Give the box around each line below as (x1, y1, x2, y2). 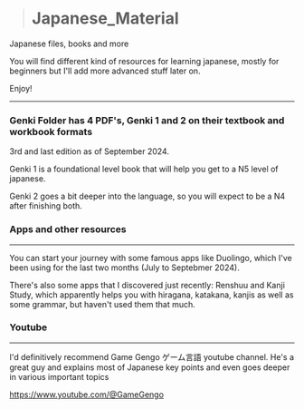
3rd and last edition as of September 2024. (9, 146, 170, 157)
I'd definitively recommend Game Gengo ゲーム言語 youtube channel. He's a (9, 351, 295, 362)
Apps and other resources (9, 223, 127, 236)
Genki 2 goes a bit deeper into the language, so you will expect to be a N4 (9, 190, 286, 202)
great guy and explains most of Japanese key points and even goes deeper (9, 362, 290, 373)
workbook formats (9, 125, 93, 138)
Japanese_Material (31, 8, 179, 29)
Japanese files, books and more (9, 38, 129, 49)
